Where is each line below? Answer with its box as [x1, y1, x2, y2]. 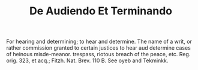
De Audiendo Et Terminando [29, 4, 173, 18]
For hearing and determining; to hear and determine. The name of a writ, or [6, 38, 192, 45]
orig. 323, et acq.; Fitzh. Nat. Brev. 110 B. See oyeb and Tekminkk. [6, 57, 169, 64]
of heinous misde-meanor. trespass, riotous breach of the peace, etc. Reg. [6, 51, 191, 58]
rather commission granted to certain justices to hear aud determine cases [6, 44, 191, 51]
